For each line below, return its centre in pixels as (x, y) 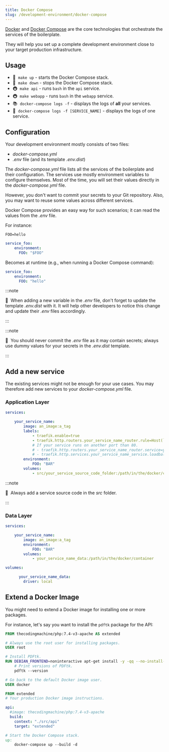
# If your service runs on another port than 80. (85, 445)
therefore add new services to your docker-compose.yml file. (69, 389)
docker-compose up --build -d (46, 745)
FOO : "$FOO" (31, 253)
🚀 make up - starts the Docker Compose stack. (61, 77)
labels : (31, 431)
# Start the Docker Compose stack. (43, 735)
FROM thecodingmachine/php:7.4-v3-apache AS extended (63, 634)
